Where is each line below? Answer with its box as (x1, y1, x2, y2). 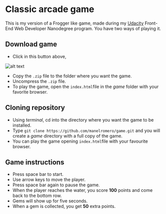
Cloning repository (5, 103, 65, 112)
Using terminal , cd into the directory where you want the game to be (12, 117, 154, 123)
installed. (12, 122, 32, 128)
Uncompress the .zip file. (12, 78, 66, 84)
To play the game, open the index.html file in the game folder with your (12, 83, 159, 89)
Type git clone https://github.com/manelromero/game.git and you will (12, 127, 160, 134)
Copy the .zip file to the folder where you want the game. (12, 73, 132, 79)
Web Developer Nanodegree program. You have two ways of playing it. (14, 25, 161, 31)
